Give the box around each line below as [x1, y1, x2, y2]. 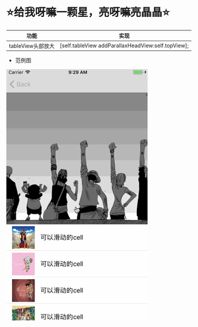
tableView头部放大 [8, 42, 55, 49]
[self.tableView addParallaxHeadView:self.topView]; [59, 42, 189, 49]
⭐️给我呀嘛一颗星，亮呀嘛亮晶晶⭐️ [6, 5, 170, 19]
